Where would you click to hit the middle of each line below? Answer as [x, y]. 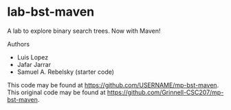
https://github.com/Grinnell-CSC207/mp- [165, 92]
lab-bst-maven [51, 12]
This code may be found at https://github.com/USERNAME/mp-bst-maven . [113, 85]
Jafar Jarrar [34, 64]
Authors [18, 44]
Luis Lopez [33, 57]
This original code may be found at [56, 92]
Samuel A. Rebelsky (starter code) [66, 72]
